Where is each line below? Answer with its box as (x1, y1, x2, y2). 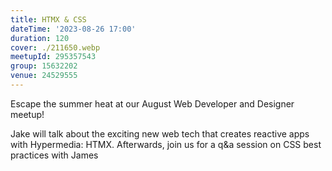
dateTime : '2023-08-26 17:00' (10, 24, 137, 34)
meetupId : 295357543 (10, 52, 97, 62)
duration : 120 (10, 33, 70, 43)
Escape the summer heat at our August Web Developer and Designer (10, 97, 295, 110)
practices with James (10, 149, 99, 161)
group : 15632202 (10, 61, 78, 71)
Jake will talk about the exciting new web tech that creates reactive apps (10, 127, 310, 140)
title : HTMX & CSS (10, 14, 87, 25)
